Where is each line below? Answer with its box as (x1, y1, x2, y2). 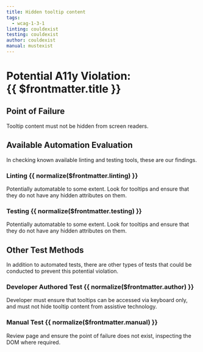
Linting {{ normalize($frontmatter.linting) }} (6, 171, 138, 180)
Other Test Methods (6, 245, 84, 255)
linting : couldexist (6, 26, 59, 32)
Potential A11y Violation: (6, 69, 131, 83)
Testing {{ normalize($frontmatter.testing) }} (6, 206, 142, 215)
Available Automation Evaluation (6, 140, 133, 150)
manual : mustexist (6, 43, 53, 49)
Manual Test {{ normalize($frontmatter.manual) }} (6, 318, 158, 326)
